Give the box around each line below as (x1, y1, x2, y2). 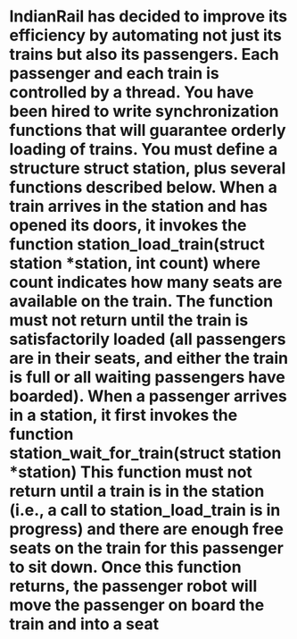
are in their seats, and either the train (9, 349, 289, 368)
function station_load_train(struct (9, 234, 265, 255)
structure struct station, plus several (9, 158, 286, 179)
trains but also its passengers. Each (9, 45, 279, 64)
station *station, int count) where (9, 253, 261, 273)
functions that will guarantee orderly (9, 121, 287, 140)
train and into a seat (9, 614, 159, 635)
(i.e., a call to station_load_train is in (9, 500, 281, 520)
